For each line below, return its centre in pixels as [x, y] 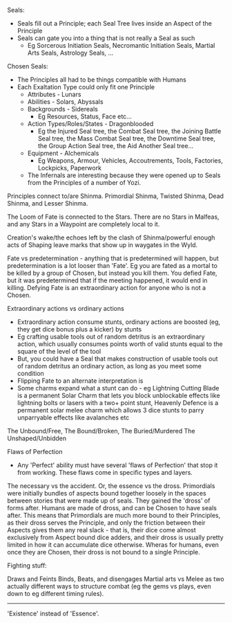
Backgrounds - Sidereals [62, 109]
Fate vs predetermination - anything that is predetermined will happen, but [113, 258]
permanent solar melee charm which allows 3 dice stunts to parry [110, 410]
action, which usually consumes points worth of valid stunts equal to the [120, 344]
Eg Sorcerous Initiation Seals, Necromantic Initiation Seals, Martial [121, 45]
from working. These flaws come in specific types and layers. [105, 472]
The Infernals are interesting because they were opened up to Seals [124, 175]
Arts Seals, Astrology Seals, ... [70, 53]
